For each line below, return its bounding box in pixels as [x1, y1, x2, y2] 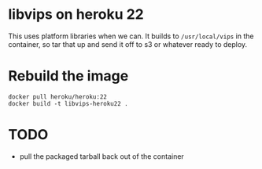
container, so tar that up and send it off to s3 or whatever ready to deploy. [8, 39, 248, 49]
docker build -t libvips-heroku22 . [8, 99, 128, 107]
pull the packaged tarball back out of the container [19, 151, 185, 161]
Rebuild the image [8, 67, 129, 85]
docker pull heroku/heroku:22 [8, 92, 108, 101]
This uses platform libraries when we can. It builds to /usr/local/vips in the [8, 31, 254, 41]
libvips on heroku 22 [8, 5, 144, 23]
